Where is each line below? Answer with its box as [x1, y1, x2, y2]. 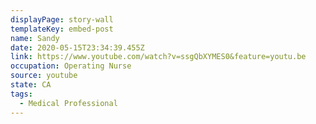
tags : [10, 89, 33, 99]
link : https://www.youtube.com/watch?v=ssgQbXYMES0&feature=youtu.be [10, 52, 307, 62]
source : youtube [10, 71, 78, 81]
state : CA [10, 80, 52, 90]
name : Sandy [10, 33, 60, 43]
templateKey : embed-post [10, 24, 114, 34]
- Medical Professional [19, 98, 118, 108]
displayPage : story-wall [10, 14, 114, 25]
